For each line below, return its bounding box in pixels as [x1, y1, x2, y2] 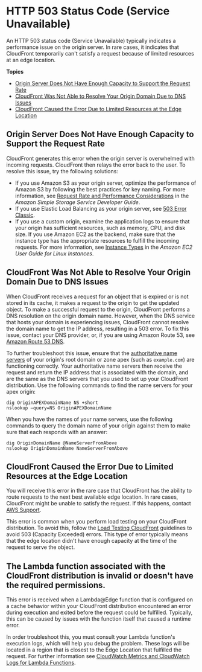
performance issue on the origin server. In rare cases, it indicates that [6, 43, 179, 51]
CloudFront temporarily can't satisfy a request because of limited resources [6, 50, 194, 57]
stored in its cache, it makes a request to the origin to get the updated [6, 299, 180, 306]
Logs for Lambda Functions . [6, 659, 76, 667]
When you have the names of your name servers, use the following [6, 415, 173, 423]
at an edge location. [6, 56, 56, 63]
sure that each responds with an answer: [6, 428, 108, 435]
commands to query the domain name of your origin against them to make [6, 421, 191, 429]
